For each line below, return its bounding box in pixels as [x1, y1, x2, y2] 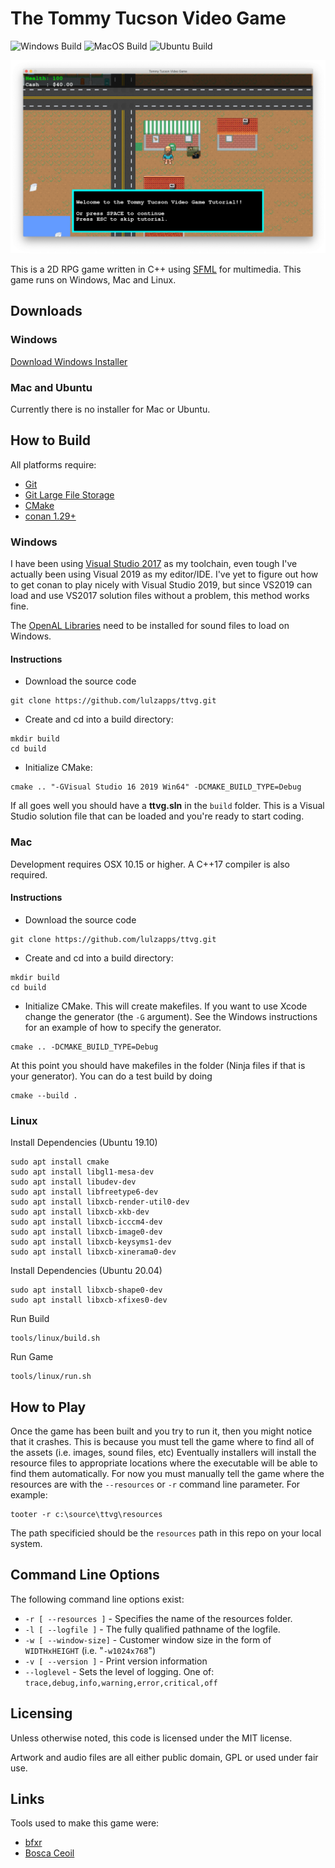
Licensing [10, 1705, 73, 1722]
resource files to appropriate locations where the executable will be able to [10, 1457, 318, 1469]
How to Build [10, 432, 92, 449]
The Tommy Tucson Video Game [10, 7, 287, 30]
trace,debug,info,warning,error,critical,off [24, 1678, 218, 1688]
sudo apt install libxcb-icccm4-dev [10, 1217, 163, 1227]
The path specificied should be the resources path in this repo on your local [10, 1527, 322, 1539]
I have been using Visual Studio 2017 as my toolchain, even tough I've [10, 558, 298, 570]
